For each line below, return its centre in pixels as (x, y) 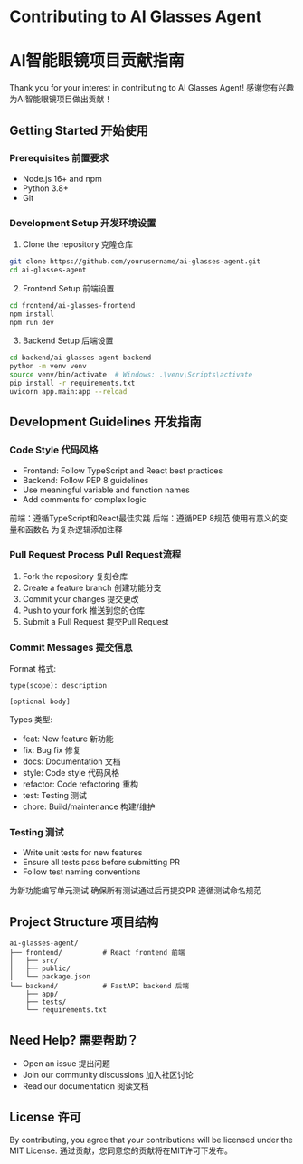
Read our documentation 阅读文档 (85, 1086)
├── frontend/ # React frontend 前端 (97, 953)
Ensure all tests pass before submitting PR (101, 863)
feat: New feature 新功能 (68, 739)
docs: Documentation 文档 (71, 761)
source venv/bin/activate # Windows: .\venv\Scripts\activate (131, 375)
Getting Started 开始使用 (79, 130)
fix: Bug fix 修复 (52, 750)
